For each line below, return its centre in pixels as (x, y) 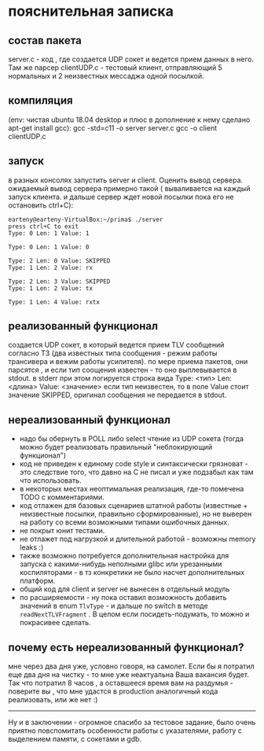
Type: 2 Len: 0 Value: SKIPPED (59, 261)
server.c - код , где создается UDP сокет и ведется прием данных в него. (131, 59)
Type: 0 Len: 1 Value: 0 (49, 247)
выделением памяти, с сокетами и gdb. (75, 739)
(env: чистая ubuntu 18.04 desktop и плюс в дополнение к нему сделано (129, 120)
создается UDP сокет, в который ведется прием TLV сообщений (116, 345)
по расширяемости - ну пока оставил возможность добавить (123, 598)
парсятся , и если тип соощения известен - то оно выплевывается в (123, 370)
